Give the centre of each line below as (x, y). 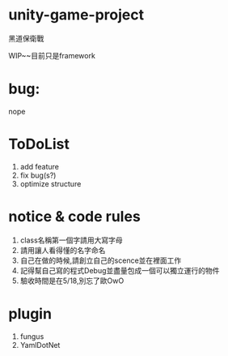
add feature (39, 166)
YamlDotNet (40, 345)
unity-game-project (76, 15)
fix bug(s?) (38, 175)
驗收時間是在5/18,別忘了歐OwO (72, 281)
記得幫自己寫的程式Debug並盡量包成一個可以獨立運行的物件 (120, 270)
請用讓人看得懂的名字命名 (63, 250)
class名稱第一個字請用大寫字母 (71, 240)
